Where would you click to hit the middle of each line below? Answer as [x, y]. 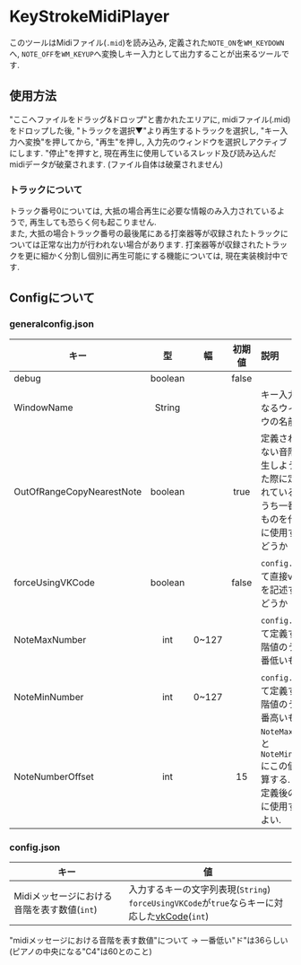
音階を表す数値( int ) [56, 910]
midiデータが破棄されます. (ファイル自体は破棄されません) [116, 164]
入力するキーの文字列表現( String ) [200, 890]
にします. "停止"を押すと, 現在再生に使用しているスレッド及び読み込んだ [143, 153]
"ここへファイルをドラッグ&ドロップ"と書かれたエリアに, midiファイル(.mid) [150, 119]
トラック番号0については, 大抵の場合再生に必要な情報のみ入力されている [143, 211]
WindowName [43, 408]
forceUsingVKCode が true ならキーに [202, 903]
